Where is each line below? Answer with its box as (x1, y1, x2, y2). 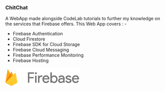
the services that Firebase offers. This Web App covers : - (5, 21, 127, 27)
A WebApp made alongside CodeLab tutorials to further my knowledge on (5, 16, 160, 22)
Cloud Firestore (12, 36, 45, 42)
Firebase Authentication (12, 31, 63, 37)
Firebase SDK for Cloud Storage (12, 41, 80, 48)
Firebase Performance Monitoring (12, 52, 84, 58)
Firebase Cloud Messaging (12, 47, 69, 53)
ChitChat (5, 4, 28, 11)
